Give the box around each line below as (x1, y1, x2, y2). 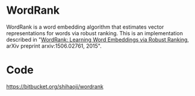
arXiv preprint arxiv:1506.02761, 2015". (6, 42, 102, 49)
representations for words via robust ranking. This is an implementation (6, 29, 184, 36)
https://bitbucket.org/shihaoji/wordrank (6, 83, 104, 90)
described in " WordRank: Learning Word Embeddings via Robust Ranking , (6, 36, 190, 43)
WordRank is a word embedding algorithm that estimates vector (6, 23, 164, 30)
